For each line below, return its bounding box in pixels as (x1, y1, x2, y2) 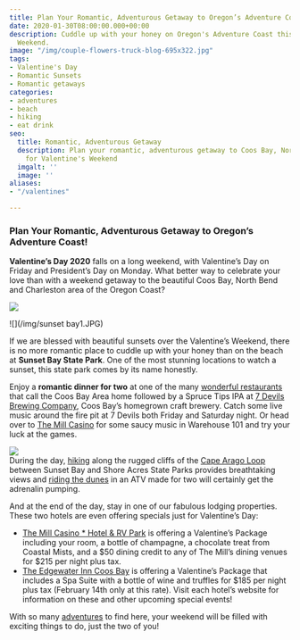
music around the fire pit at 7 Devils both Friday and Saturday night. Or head (9, 410, 289, 420)
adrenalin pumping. (9, 484, 80, 495)
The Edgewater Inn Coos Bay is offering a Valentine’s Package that (21, 566, 268, 577)
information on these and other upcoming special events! (21, 594, 233, 605)
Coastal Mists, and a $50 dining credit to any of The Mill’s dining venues (21, 546, 287, 558)
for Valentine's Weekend (25, 154, 118, 163)
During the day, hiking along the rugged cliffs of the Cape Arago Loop (9, 455, 266, 466)
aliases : (9, 179, 42, 188)
